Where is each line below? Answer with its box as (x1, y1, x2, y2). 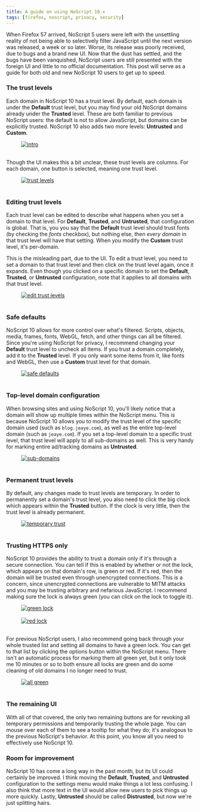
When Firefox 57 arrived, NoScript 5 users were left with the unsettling (6, 30, 180, 38)
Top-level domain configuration (6, 391, 100, 399)
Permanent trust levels (6, 476, 74, 484)
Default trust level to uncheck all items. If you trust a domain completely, (6, 346, 185, 353)
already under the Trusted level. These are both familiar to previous (6, 110, 173, 117)
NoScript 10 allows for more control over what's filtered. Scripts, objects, (6, 326, 185, 334)
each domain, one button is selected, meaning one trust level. (6, 165, 158, 172)
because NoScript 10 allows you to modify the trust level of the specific (6, 417, 181, 425)
